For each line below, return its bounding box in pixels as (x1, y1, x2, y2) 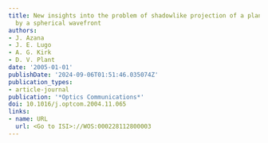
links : (8, 108, 30, 116)
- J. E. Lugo (8, 41, 52, 49)
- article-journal (8, 85, 69, 94)
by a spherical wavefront (15, 19, 102, 27)
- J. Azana (8, 33, 45, 42)
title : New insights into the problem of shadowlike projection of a (8, 11, 245, 20)
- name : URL (8, 115, 48, 123)
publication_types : (8, 78, 73, 86)
